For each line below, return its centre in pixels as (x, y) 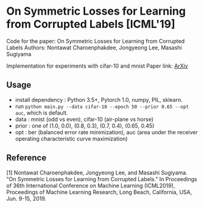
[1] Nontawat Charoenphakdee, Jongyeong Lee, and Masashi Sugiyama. (97, 173)
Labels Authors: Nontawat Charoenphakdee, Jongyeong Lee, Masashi (94, 48)
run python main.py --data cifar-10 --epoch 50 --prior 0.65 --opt (102, 106)
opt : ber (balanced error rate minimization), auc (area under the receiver (106, 132)
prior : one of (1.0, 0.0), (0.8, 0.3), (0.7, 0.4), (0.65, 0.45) (85, 126)
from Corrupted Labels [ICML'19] (91, 24)
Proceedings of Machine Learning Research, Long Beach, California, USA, (99, 192)
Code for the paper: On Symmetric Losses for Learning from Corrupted (96, 41)
